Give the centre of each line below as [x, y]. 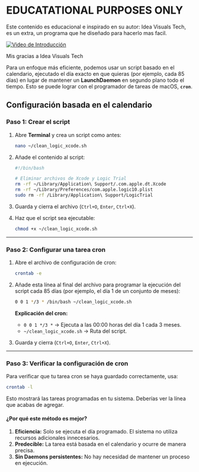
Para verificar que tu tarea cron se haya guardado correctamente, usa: [92, 377]
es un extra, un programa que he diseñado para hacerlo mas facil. [86, 33]
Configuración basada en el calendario [79, 105]
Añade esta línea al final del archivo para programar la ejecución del [98, 285]
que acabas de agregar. [35, 404]
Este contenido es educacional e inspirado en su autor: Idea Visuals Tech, [96, 27]
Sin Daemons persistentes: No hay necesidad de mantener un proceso [102, 457]
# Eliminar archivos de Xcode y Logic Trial [70, 178]
